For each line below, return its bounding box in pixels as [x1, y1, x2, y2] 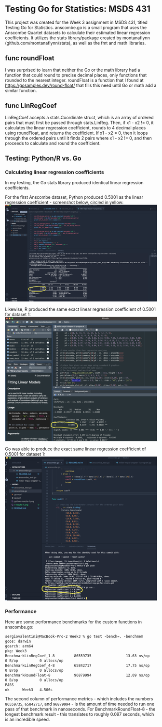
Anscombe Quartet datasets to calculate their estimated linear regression [5, 30, 150, 35]
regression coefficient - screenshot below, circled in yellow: [5, 200, 124, 205]
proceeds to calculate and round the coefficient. [5, 140, 101, 146]
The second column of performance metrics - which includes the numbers [5, 695, 153, 701]
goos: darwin [5, 639, 31, 644]
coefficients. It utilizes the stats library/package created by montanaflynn [5, 35, 150, 41]
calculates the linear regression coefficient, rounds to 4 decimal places [5, 125, 146, 130]
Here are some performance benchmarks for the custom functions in [5, 619, 142, 625]
